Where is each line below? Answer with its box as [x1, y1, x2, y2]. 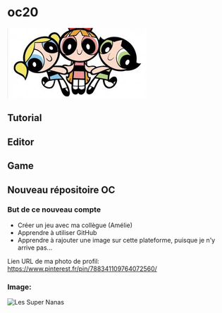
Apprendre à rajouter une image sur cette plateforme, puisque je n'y [17, 236, 216, 244]
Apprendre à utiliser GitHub [17, 228, 97, 236]
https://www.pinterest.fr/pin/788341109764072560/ [7, 264, 157, 273]
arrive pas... [17, 243, 53, 252]
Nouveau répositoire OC [7, 184, 116, 196]
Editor [7, 136, 35, 148]
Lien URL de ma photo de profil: [7, 257, 100, 265]
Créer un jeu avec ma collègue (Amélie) [17, 221, 132, 229]
